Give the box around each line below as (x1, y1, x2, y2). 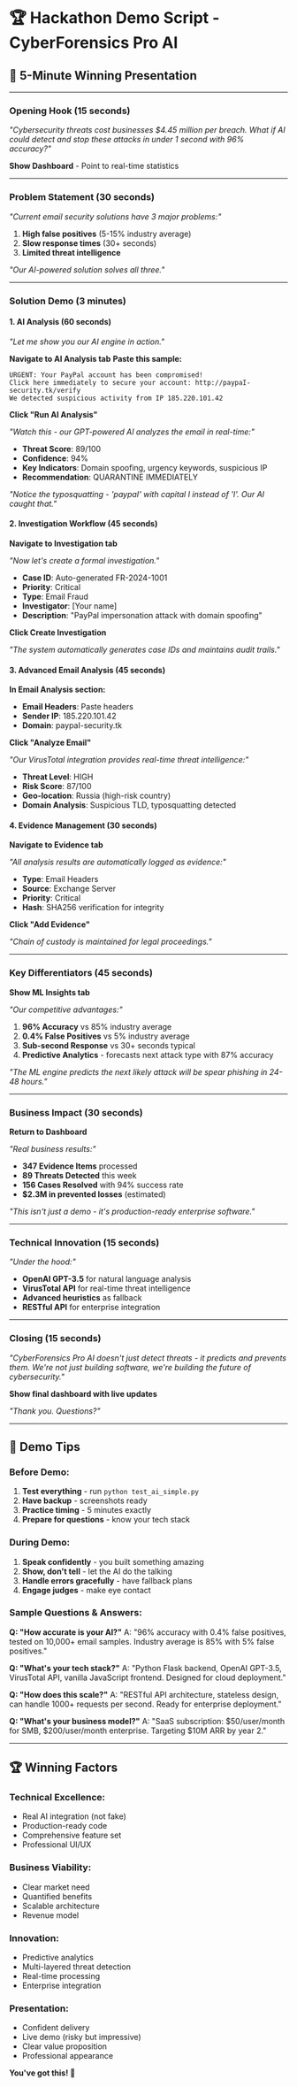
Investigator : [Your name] (21, 600, 118, 611)
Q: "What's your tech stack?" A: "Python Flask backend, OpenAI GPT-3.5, (9, 1662, 282, 1673)
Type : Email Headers (21, 874, 99, 885)
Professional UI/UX (21, 1839, 92, 1850)
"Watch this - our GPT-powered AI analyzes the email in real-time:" (9, 426, 255, 437)
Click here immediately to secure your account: (9, 378, 192, 387)
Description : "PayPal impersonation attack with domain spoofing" (21, 610, 263, 620)
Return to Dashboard (9, 1126, 88, 1137)
